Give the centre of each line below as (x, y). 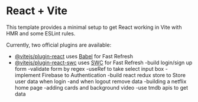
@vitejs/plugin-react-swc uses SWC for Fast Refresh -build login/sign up (103, 62)
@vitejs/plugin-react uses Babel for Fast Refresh (74, 56)
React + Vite (37, 11)
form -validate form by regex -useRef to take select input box (89, 68)
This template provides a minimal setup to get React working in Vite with (94, 27)
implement (27, 75)
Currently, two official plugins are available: (59, 45)
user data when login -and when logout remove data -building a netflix (100, 81)
